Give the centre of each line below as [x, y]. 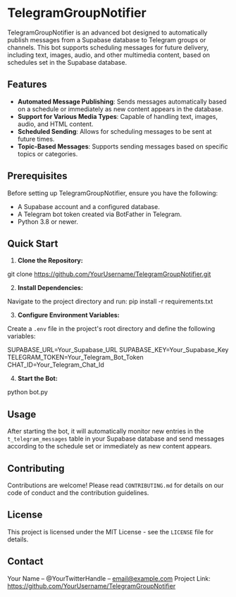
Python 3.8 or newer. [48, 221]
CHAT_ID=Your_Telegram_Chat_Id [56, 365]
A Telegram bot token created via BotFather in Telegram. [99, 214]
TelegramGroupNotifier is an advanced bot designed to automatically [107, 32]
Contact [25, 561]
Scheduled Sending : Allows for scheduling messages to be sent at [114, 131]
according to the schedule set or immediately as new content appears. [110, 446]
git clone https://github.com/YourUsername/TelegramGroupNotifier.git [109, 274]
